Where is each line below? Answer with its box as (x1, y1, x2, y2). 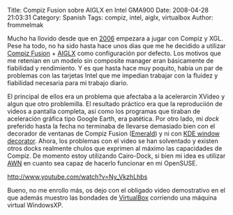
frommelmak (7, 21, 44, 29)
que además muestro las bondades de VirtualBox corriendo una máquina (7, 193, 218, 202)
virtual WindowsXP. (7, 201, 63, 209)
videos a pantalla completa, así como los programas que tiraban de (7, 107, 201, 115)
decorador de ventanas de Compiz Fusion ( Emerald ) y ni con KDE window (7, 129, 220, 138)
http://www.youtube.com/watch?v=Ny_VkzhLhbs (7, 172, 148, 181)
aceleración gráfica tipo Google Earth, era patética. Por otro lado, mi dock (7, 114, 220, 123)
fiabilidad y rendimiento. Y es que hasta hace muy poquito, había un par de (7, 64, 223, 72)
